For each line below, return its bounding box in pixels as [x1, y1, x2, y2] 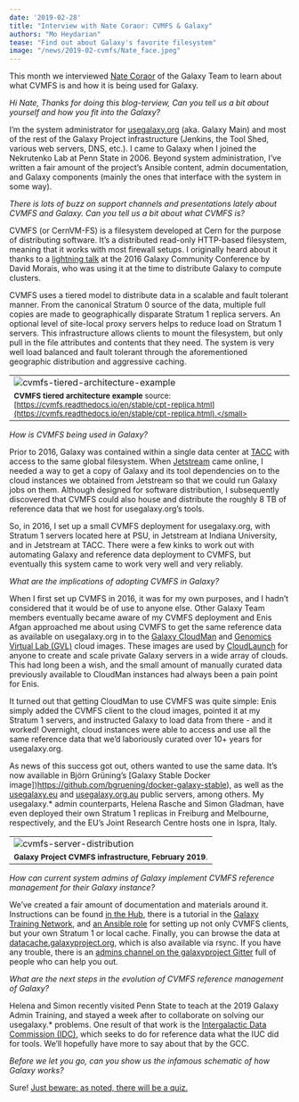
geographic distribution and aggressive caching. [9, 356, 187, 367]
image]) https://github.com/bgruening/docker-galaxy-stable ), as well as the [9, 780, 284, 791]
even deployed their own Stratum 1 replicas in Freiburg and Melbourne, [9, 808, 270, 819]
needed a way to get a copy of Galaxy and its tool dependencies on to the [9, 466, 280, 476]
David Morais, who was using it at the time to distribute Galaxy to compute [9, 263, 282, 274]
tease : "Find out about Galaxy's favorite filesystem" [9, 37, 217, 47]
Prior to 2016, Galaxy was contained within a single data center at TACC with [9, 447, 290, 458]
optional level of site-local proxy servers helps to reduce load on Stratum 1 [9, 319, 282, 329]
